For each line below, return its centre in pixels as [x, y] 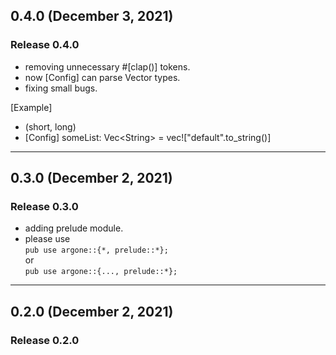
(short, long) [50, 126]
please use [47, 239]
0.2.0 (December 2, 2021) [92, 311]
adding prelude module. [74, 228]
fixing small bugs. [61, 88]
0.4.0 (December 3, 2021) [92, 16]
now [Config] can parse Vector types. [102, 77]
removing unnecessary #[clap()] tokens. [107, 66]
